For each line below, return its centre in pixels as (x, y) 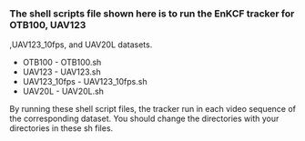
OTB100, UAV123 (48, 25)
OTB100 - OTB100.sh (62, 63)
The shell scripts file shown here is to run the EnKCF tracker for (152, 14)
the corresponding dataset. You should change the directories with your (144, 119)
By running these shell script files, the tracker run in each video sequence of (153, 109)
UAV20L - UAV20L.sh (63, 91)
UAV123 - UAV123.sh (62, 72)
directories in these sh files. (61, 128)
